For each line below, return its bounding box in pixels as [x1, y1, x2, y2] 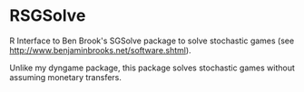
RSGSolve [9, 5, 86, 26]
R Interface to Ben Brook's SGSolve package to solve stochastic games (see [9, 35, 295, 46]
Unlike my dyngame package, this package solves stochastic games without [9, 62, 295, 73]
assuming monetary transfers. [9, 71, 123, 82]
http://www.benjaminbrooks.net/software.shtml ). [9, 44, 192, 55]
